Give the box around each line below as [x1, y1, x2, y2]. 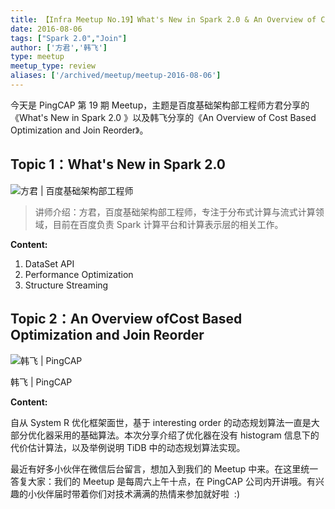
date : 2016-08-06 [10, 24, 83, 34]
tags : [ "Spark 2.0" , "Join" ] [10, 33, 128, 43]
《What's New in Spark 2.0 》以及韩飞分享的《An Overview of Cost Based [10, 111, 317, 123]
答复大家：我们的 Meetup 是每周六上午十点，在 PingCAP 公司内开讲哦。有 [10, 475, 316, 487]
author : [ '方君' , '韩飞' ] [10, 42, 108, 53]
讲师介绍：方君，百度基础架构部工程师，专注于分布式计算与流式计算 [34, 206, 316, 218]
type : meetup [10, 52, 65, 62]
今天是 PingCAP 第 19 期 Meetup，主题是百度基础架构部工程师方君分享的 [10, 99, 310, 111]
